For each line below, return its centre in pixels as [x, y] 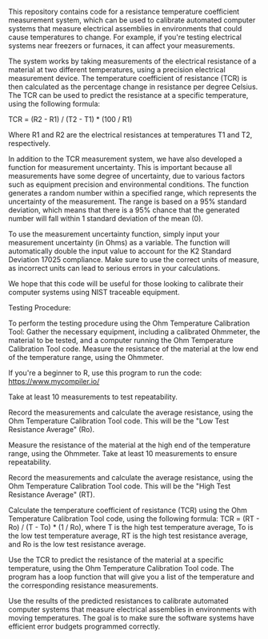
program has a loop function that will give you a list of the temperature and [131, 577]
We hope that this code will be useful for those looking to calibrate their [126, 283]
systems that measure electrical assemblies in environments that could [125, 28]
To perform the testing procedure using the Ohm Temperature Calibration [129, 323]
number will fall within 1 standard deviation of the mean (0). [106, 218]
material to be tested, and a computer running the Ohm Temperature [121, 340]
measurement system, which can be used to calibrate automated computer [132, 20]
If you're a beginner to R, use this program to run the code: [105, 373]
